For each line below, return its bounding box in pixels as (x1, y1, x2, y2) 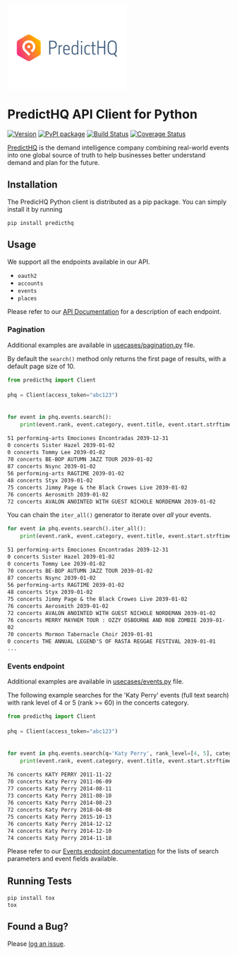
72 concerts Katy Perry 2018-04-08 (7, 806, 112, 814)
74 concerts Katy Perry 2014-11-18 (7, 834, 112, 842)
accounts (17, 280, 44, 287)
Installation (7, 178, 58, 191)
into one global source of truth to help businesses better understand (7, 150, 206, 159)
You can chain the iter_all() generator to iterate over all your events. (7, 510, 212, 519)
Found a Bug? (7, 920, 69, 932)
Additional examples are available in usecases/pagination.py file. (7, 341, 195, 349)
